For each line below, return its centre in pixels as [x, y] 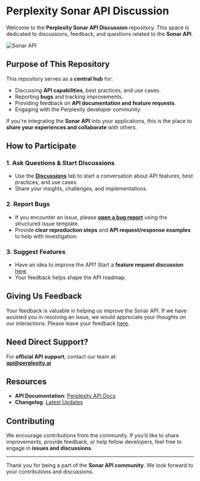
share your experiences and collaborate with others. [72, 127]
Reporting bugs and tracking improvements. [69, 96]
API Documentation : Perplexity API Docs [65, 396]
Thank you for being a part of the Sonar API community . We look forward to [100, 465]
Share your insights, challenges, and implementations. [81, 189]
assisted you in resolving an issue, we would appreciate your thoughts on [96, 317]
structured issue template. [47, 223]
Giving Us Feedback [44, 296]
